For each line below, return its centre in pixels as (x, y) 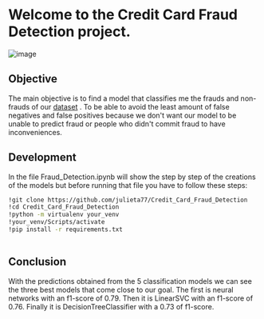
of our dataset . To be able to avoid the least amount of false (130, 106)
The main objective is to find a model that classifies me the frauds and (124, 98)
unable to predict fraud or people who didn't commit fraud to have (117, 124)
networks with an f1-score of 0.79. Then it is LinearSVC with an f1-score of (131, 298)
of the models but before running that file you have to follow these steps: (128, 185)
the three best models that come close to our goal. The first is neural (121, 289)
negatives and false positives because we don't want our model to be (122, 115)
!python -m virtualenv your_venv (64, 215)
